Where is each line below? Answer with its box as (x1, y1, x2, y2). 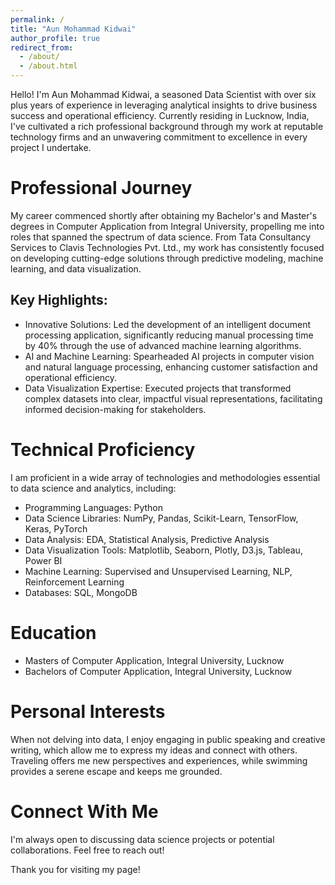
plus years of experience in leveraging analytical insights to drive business (10, 99, 318, 111)
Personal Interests (10, 700, 166, 723)
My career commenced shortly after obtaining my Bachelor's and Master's (10, 209, 318, 221)
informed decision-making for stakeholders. (24, 403, 207, 415)
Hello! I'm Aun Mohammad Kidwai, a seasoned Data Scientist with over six (10, 89, 317, 100)
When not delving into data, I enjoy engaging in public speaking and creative (10, 733, 326, 745)
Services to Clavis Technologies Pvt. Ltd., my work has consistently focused (10, 241, 325, 253)
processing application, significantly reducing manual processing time (24, 329, 314, 341)
